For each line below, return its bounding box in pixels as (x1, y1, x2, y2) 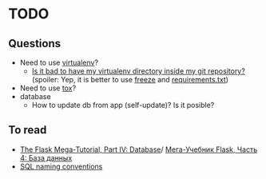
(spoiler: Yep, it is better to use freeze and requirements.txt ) (31, 75, 229, 84)
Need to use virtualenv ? (19, 58, 98, 67)
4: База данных (19, 153, 73, 162)
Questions (8, 37, 62, 50)
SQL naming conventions (19, 161, 103, 171)
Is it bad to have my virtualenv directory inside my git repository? (31, 66, 245, 76)
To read (8, 123, 47, 137)
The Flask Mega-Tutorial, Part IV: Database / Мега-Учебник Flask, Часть (19, 145, 258, 154)
